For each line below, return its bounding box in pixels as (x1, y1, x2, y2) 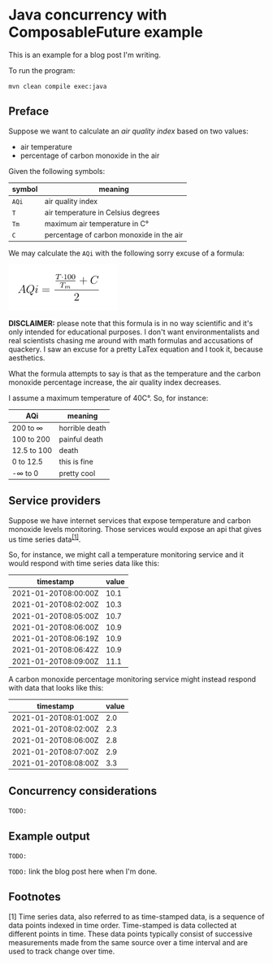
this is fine (58, 457, 93, 467)
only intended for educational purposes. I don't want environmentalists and (8, 327, 260, 337)
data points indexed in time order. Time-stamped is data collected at (8, 920, 237, 930)
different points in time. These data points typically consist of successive (8, 929, 253, 939)
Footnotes (8, 890, 61, 904)
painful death (58, 434, 104, 444)
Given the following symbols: (8, 166, 106, 176)
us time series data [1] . (8, 533, 81, 544)
